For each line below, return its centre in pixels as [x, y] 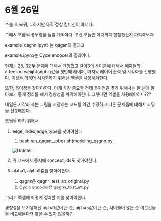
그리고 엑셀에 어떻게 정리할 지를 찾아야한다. [46, 197]
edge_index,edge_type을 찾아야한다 [47, 131]
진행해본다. [21, 110]
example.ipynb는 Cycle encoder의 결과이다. [48, 55]
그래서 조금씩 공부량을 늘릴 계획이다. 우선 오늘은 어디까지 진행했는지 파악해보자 [80, 34]
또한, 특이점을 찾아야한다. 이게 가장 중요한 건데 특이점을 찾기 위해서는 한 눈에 [77, 88]
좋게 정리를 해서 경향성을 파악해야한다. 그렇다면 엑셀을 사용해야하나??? [85, 94]
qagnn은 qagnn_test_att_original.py [54, 181]
